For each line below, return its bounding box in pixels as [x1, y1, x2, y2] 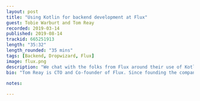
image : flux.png [6, 58, 46, 64]
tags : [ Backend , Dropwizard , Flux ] [6, 53, 95, 59]
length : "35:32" [6, 42, 46, 48]
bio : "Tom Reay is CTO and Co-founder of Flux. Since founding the [6, 70, 177, 75]
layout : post [6, 8, 39, 15]
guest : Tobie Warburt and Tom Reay [6, 20, 95, 26]
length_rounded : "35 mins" [6, 48, 73, 53]
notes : [6, 81, 23, 87]
